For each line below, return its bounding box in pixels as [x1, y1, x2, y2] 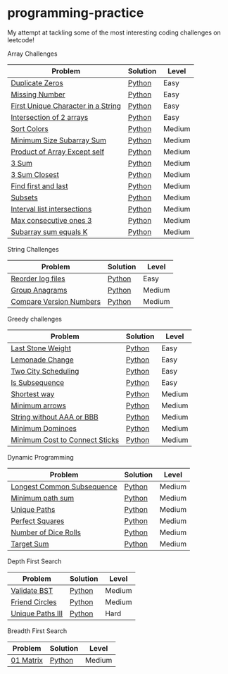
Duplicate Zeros [11, 78, 63, 87]
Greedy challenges [7, 314, 62, 323]
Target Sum [11, 539, 49, 549]
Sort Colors [11, 123, 49, 133]
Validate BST [11, 585, 53, 595]
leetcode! [7, 35, 35, 44]
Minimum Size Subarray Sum [11, 135, 107, 145]
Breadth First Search [7, 626, 68, 635]
